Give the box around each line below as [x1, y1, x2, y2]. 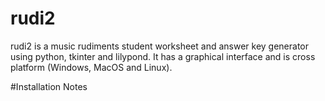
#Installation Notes [10, 80, 88, 92]
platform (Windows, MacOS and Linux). [10, 61, 173, 73]
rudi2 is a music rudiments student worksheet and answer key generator [10, 40, 310, 52]
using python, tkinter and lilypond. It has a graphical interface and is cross [10, 50, 316, 62]
